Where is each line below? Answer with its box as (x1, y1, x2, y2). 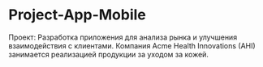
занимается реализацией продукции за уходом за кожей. (8, 49, 209, 59)
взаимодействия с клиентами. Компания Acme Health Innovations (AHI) (8, 40, 256, 50)
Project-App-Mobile (8, 6, 146, 24)
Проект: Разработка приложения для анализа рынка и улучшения (8, 32, 238, 42)
